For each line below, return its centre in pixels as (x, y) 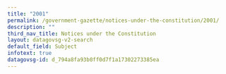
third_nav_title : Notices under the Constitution (82, 33)
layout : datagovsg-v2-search (50, 40)
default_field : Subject (42, 47)
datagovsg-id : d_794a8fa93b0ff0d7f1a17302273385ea (83, 60)
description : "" (31, 27)
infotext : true (30, 54)
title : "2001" (28, 14)
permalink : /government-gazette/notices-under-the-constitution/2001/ (113, 20)
